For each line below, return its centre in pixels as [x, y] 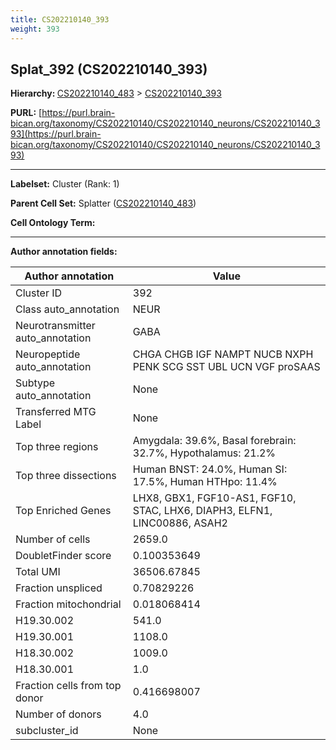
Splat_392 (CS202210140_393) [109, 69]
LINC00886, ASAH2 [180, 523]
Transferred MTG [56, 412]
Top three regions [57, 447]
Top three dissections [66, 476]
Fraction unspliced [59, 588]
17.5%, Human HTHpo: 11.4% [205, 482]
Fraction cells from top [68, 686]
